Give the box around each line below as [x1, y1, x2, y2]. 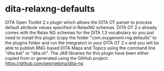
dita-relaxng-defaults [5, 3, 95, 14]
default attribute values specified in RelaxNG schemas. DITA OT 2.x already [5, 24, 158, 30]
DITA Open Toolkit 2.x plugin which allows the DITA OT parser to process [5, 19, 153, 25]
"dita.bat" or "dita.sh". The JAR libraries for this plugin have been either [5, 50, 149, 56]
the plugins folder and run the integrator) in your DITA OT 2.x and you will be [5, 40, 159, 45]
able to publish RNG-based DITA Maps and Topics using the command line [5, 45, 156, 51]
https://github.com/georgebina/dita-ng [5, 60, 83, 66]
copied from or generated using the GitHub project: [5, 55, 109, 61]
